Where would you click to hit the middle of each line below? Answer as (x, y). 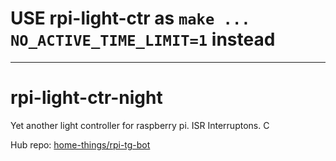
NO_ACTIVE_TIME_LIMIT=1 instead (143, 39)
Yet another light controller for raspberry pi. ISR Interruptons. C (140, 125)
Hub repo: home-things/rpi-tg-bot (80, 144)
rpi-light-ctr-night (86, 98)
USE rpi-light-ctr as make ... (130, 18)
